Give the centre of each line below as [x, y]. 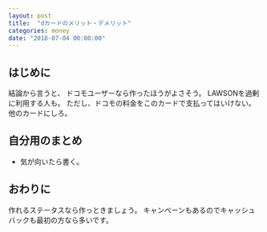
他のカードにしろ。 [40, 114]
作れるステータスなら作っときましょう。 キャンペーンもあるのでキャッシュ [132, 210]
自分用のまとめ [45, 141]
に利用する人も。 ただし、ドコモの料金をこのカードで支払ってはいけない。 [132, 103]
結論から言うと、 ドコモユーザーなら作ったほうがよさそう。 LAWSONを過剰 [134, 94]
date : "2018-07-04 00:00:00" [57, 38]
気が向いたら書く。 [52, 162]
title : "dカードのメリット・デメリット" [70, 23]
